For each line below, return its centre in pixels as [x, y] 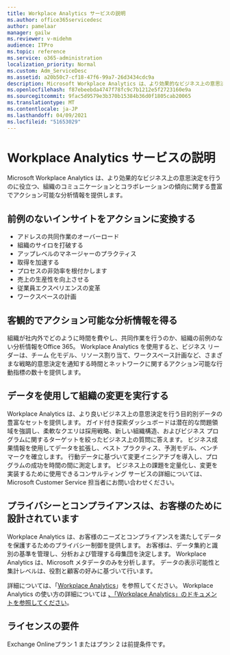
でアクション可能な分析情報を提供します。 [67, 195]
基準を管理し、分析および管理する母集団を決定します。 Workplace [113, 554]
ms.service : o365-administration [55, 58]
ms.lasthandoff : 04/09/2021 [47, 115]
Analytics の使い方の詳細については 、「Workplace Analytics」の [97, 594]
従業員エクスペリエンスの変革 [59, 288]
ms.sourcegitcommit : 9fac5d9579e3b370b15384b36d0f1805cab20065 [99, 97]
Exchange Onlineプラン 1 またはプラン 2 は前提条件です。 [88, 644]
